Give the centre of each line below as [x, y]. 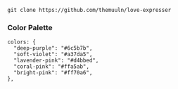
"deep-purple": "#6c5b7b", [53, 48]
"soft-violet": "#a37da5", [53, 55]
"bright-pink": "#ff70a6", [53, 73]
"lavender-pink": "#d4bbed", [56, 61]
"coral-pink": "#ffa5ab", [52, 67]
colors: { [22, 42]
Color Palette [30, 27]
